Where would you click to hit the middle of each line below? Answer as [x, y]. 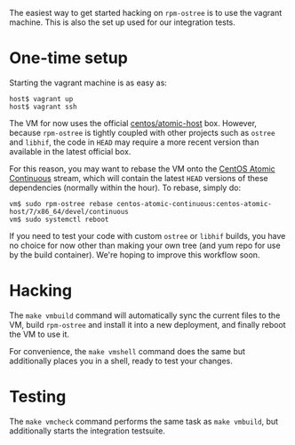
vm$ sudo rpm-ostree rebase [61, 203]
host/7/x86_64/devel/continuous [69, 211]
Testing [38, 397]
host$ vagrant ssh [43, 107]
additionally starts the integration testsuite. [88, 431]
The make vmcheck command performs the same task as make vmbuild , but [144, 421]
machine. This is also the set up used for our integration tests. [122, 22]
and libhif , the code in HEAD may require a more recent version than [134, 142]
